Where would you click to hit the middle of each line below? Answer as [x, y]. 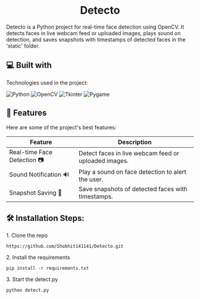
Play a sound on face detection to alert [132, 172]
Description [135, 142]
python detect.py [28, 290]
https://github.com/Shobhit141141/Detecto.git [65, 247]
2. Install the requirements [38, 257]
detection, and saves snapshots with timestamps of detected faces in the [96, 39]
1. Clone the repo [27, 235]
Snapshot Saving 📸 [36, 192]
